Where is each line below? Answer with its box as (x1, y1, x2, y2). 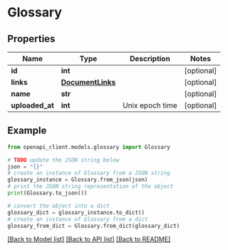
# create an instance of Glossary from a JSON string (7, 170, 171, 177)
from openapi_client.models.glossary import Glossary (7, 143, 171, 150)
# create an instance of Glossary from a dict (7, 215, 148, 223)
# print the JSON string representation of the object (7, 183, 174, 190)
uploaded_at (11, 100, 55, 110)
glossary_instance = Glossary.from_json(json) (7, 176, 148, 184)
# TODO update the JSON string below (7, 156, 120, 164)
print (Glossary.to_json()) (7, 189, 88, 197)
